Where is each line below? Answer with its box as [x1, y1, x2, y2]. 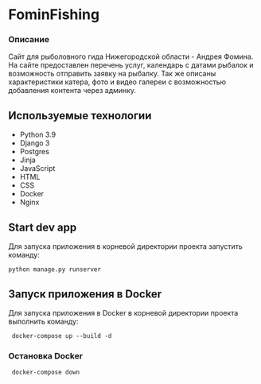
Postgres [19, 147, 50, 157]
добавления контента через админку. [8, 86, 137, 95]
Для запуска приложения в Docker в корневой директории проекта [8, 308, 239, 317]
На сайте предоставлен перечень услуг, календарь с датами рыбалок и [8, 60, 254, 70]
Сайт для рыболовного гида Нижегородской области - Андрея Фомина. [8, 52, 254, 61]
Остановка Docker [8, 350, 84, 361]
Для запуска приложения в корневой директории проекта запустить [8, 242, 243, 251]
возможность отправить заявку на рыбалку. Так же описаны [8, 69, 216, 79]
